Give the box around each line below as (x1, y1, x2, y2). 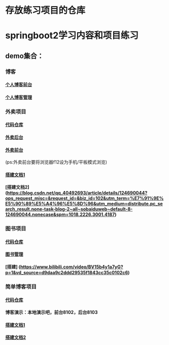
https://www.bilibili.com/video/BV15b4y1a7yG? (20, 264, 123, 270)
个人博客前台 (5, 82, 32, 88)
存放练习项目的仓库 (5, 5, 86, 16)
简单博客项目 (5, 283, 37, 290)
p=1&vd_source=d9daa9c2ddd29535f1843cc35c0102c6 (5, 270, 128, 276)
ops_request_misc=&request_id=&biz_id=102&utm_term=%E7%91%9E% (5, 195, 164, 201)
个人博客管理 (5, 94, 32, 100)
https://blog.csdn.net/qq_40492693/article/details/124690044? (7, 190, 148, 196)
